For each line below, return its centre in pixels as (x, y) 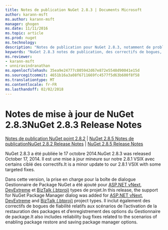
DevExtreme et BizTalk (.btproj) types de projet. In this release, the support (82, 190)
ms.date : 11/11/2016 (27, 29)
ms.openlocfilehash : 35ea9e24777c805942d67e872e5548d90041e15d (72, 71)
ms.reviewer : (19, 56)
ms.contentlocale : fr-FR (31, 84)
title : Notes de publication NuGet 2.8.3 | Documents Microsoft (73, 10)
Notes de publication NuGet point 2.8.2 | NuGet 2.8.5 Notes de (69, 139)
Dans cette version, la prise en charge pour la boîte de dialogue (70, 179)
